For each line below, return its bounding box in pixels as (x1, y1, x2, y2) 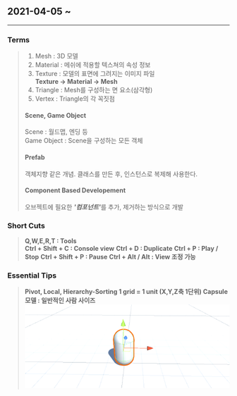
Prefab (24, 153, 45, 161)
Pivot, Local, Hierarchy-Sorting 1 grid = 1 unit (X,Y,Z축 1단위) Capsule (24, 287, 228, 296)
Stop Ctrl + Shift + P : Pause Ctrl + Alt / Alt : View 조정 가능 (24, 253, 196, 261)
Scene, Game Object (24, 111, 87, 119)
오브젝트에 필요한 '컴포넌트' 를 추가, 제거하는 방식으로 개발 (24, 202, 183, 211)
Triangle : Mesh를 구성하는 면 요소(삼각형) (35, 86, 153, 94)
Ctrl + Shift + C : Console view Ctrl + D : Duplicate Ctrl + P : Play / (24, 245, 219, 253)
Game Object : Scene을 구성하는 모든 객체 (24, 137, 143, 145)
